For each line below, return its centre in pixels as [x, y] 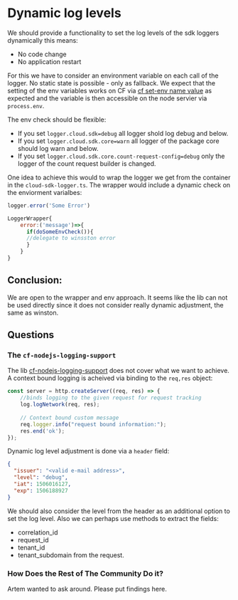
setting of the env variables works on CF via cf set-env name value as [110, 90]
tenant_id [31, 547]
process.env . [26, 105]
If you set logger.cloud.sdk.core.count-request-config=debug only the [121, 156]
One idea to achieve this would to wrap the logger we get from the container [119, 177]
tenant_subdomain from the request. [71, 555]
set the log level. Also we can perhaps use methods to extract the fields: [113, 518]
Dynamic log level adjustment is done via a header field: [88, 451]
